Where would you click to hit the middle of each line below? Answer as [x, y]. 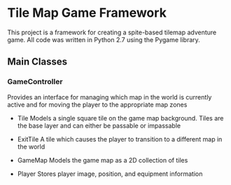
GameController [35, 82]
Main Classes [37, 62]
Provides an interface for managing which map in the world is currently [110, 97]
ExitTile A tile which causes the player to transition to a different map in [120, 139]
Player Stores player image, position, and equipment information [110, 174]
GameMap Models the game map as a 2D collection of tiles [103, 160]
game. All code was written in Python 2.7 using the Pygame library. [104, 39]
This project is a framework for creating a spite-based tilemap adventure [112, 32]
